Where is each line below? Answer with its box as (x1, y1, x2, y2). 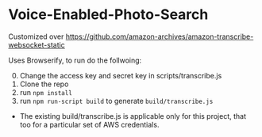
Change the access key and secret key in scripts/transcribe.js (19, 70, 222, 80)
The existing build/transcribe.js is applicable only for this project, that (19, 111, 247, 120)
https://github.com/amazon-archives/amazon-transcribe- (65, 32, 254, 41)
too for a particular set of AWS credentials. (19, 120, 160, 129)
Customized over (8, 32, 64, 41)
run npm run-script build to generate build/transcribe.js (19, 96, 214, 105)
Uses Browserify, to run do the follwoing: (8, 55, 142, 65)
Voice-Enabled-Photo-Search (8, 6, 209, 24)
